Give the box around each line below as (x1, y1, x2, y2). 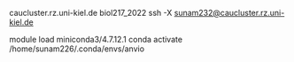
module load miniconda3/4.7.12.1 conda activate (9, 35, 183, 44)
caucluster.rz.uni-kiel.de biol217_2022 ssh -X (9, 8, 173, 18)
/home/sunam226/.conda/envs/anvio (9, 43, 144, 54)
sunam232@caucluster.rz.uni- (174, 8, 285, 18)
